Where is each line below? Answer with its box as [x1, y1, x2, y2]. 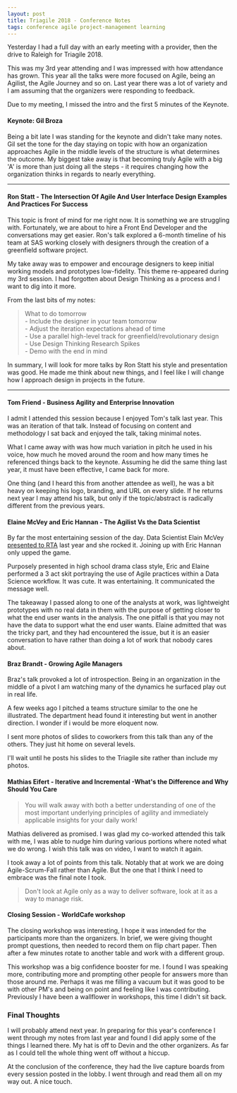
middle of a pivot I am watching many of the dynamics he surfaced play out [7, 683, 226, 691]
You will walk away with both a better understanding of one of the [24, 800, 217, 809]
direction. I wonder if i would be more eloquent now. [7, 719, 159, 728]
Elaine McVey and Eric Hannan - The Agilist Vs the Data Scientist [7, 517, 200, 526]
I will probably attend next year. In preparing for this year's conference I [7, 1026, 216, 1035]
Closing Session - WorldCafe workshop [7, 911, 126, 919]
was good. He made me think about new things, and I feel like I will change [7, 368, 224, 377]
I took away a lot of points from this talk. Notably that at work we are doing [7, 858, 224, 866]
